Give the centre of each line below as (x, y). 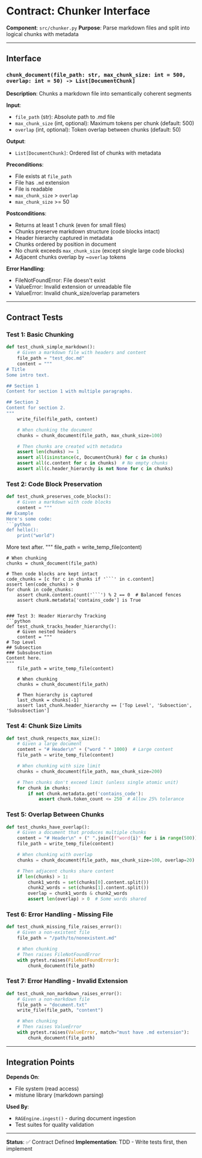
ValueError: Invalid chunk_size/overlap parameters (77, 293)
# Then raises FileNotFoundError (59, 954)
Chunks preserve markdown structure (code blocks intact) (87, 231)
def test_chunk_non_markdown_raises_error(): (64, 993)
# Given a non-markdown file (54, 999)
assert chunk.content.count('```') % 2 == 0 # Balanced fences (99, 595)
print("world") (36, 536)
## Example (20, 513)
